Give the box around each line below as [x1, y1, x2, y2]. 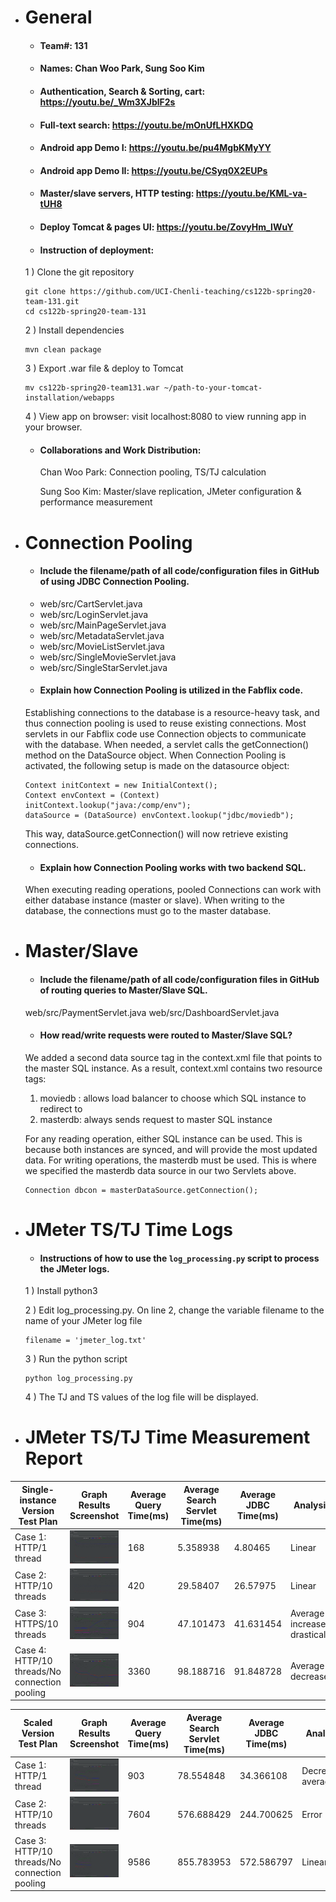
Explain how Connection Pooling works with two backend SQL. [39, 861, 307, 873]
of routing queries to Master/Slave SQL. [39, 984, 208, 996]
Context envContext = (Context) [24, 790, 160, 800]
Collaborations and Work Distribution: [39, 444, 202, 456]
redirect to [39, 1102, 83, 1115]
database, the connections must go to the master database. [24, 905, 272, 917]
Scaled [23, 1717, 53, 1729]
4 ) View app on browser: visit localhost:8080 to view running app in [24, 411, 307, 423]
